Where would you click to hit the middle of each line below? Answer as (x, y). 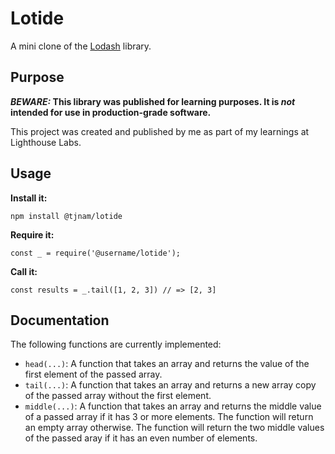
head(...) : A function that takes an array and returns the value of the (167, 364)
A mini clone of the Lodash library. (81, 46)
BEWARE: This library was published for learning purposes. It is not (153, 101)
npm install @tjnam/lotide (66, 216)
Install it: (29, 198)
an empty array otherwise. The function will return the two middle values (174, 428)
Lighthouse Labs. (46, 142)
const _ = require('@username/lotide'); (96, 253)
